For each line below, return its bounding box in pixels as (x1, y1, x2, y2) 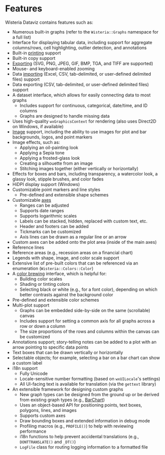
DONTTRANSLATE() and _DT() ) (19, 439, 76, 445)
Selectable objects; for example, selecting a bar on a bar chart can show (12, 355, 160, 361)
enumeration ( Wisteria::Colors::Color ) (12, 265, 94, 271)
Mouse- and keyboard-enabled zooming (12, 65, 95, 72)
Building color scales (19, 275, 63, 282)
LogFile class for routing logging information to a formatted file (19, 444, 148, 450)
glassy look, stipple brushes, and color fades (12, 176, 104, 182)
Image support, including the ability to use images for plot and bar (12, 129, 147, 135)
